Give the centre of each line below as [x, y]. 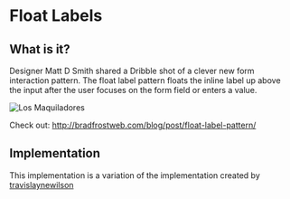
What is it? [40, 49]
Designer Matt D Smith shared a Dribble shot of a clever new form [132, 71]
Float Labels [56, 16]
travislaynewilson [42, 185]
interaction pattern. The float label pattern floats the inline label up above [145, 81]
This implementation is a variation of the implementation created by [135, 175]
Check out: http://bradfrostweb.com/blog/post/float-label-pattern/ [133, 125]
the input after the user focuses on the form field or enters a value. [133, 90]
